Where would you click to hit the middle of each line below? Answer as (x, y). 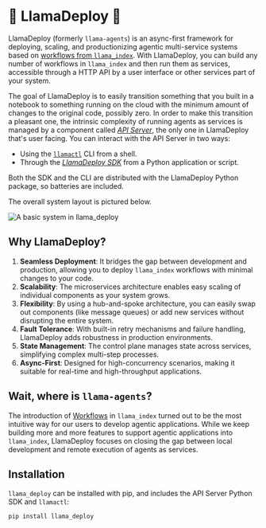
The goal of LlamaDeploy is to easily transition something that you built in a (131, 96)
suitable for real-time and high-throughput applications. (111, 371)
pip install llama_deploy (51, 517)
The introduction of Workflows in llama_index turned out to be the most (125, 415)
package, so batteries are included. (66, 186)
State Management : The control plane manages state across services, (135, 346)
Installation (37, 474)
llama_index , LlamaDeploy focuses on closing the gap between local (120, 440)
